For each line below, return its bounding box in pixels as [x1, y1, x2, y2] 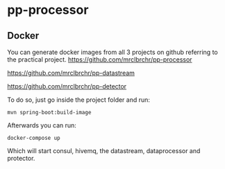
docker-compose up [7, 134, 60, 141]
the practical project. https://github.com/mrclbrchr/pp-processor [7, 55, 192, 64]
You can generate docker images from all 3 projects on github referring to [7, 48, 218, 56]
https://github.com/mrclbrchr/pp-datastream [7, 69, 135, 77]
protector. [7, 154, 35, 162]
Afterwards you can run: [7, 121, 76, 130]
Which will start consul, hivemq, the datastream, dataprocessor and [7, 147, 201, 154]
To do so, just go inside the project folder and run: [7, 96, 151, 104]
